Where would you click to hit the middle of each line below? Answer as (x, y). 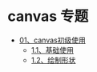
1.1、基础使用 (52, 50)
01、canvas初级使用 (52, 40)
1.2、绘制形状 (53, 60)
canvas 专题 (48, 16)
